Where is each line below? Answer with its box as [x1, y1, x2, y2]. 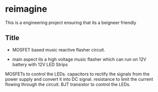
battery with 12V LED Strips [12, 61, 68, 67]
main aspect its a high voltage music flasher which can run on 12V [12, 56, 147, 62]
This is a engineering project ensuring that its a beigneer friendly [5, 20, 136, 25]
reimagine [5, 3, 48, 15]
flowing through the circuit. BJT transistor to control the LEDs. [5, 81, 131, 87]
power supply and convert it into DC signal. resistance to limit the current [5, 76, 154, 82]
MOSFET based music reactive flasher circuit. [12, 46, 105, 52]
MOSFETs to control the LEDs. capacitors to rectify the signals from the [5, 71, 150, 77]
